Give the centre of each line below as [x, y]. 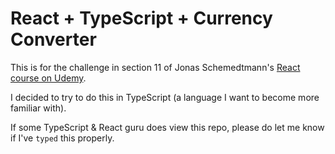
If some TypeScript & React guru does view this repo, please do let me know [167, 127]
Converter [53, 39]
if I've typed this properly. [62, 138]
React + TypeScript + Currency [141, 18]
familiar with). [38, 108]
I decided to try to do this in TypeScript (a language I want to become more [165, 97]
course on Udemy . [48, 78]
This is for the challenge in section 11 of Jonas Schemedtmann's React [155, 67]
